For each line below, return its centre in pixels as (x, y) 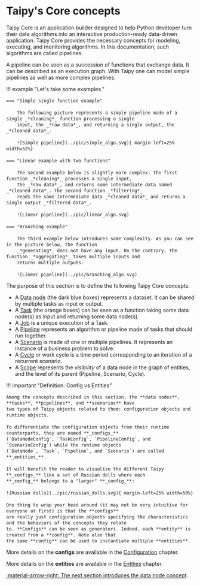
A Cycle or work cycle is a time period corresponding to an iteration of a (103, 354)
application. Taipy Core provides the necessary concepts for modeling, (93, 40)
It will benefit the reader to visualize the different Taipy (85, 469)
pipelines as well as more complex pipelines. (61, 77)
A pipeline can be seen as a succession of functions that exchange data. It (98, 65)
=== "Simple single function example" (54, 101)
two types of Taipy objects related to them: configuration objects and (99, 409)
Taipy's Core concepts (63, 11)
